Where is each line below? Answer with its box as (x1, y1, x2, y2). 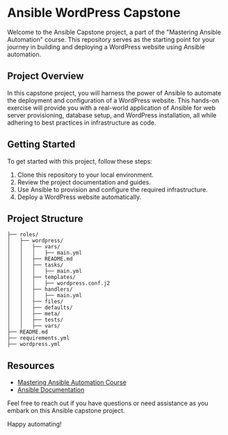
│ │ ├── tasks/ (7, 262, 64, 269)
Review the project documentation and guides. (17, 177, 152, 186)
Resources (7, 360, 55, 372)
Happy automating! (7, 420, 62, 429)
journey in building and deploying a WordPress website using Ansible (7, 42, 205, 51)
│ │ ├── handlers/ (7, 286, 73, 293)
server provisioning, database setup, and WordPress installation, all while (7, 111, 217, 119)
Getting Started (7, 139, 76, 150)
